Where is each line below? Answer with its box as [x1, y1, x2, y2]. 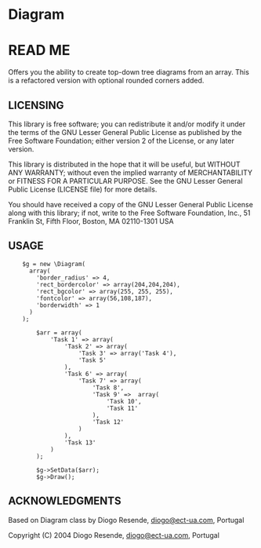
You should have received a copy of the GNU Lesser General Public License [8, 199, 253, 209]
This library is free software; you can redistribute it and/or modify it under [8, 119, 246, 129]
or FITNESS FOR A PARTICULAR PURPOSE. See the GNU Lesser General [8, 176, 243, 185]
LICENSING [8, 98, 64, 111]
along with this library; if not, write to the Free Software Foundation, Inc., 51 [8, 208, 251, 217]
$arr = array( [36, 328, 82, 337]
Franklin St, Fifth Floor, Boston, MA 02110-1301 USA [8, 216, 174, 225]
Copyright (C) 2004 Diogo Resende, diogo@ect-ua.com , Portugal [8, 530, 219, 539]
